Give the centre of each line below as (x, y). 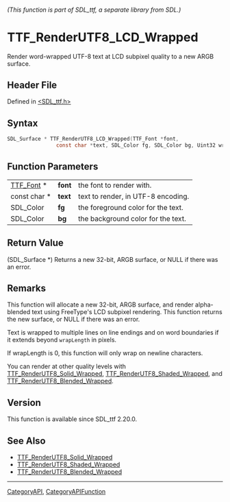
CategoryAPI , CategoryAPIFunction (56, 491)
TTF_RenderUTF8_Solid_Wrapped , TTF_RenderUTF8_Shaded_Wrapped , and (115, 374)
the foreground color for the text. (131, 207)
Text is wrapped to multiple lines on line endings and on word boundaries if (113, 333)
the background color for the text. (132, 218)
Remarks (27, 288)
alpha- (204, 304)
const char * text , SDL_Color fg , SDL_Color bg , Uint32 (136, 145)
